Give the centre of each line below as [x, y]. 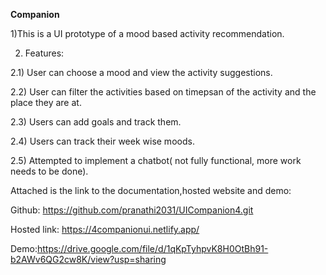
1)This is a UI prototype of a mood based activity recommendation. [147, 33]
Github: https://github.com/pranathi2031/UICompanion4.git [132, 210]
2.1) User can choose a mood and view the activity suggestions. [141, 72]
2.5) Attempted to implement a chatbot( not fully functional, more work [156, 160]
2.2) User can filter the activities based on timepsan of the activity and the [163, 92]
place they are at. [46, 102]
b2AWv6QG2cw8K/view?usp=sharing [88, 259]
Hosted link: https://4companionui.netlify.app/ [105, 229]
